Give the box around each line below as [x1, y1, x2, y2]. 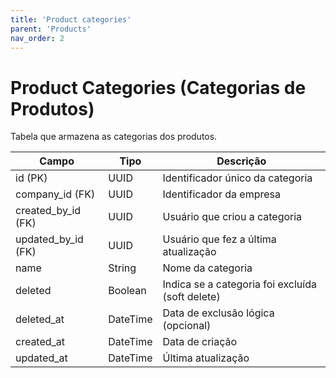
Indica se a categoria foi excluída [162, 277, 317, 291]
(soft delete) [162, 290, 221, 304]
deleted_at [15, 312, 65, 326]
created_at [15, 335, 66, 349]
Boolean [108, 284, 147, 298]
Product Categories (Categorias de [10, 76, 307, 99]
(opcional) [162, 319, 212, 333]
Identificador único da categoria [162, 171, 313, 185]
